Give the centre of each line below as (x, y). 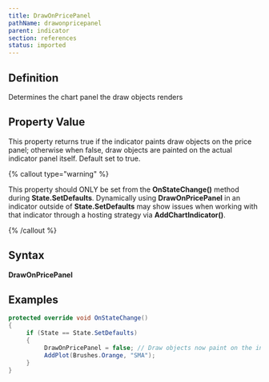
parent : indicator (39, 30)
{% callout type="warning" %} (59, 173)
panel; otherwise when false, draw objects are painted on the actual (120, 149)
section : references (43, 38)
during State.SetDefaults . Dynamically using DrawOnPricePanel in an (124, 197)
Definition (33, 78)
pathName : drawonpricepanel (55, 23)
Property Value (47, 122)
